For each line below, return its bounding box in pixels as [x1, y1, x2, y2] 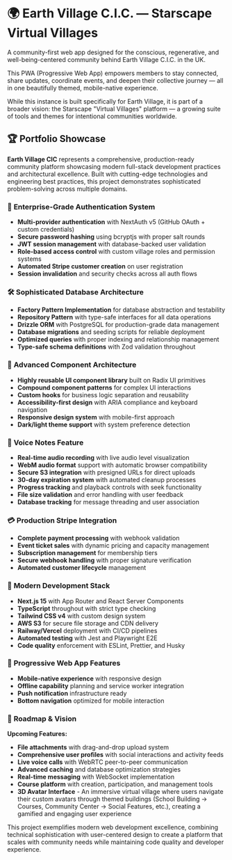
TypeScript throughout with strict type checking [17, 604, 156, 612]
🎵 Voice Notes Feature [7, 438, 84, 447]
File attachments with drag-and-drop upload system [17, 743, 169, 751]
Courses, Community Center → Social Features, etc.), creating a [17, 802, 201, 811]
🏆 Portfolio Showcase [7, 133, 106, 145]
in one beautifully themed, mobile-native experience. [7, 83, 158, 92]
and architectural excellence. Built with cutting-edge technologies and [7, 170, 208, 178]
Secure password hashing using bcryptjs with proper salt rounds [17, 232, 206, 241]
